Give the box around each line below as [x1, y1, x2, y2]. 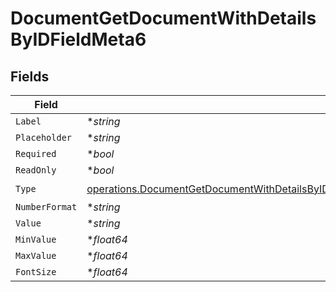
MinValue [15, 234, 57, 245]
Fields [10, 68, 50, 85]
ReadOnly [15, 165, 57, 176]
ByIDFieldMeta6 [10, 28, 147, 51]
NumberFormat [15, 202, 78, 212]
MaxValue [15, 250, 57, 261]
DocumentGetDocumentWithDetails [10, 7, 317, 30]
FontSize [15, 267, 57, 277]
